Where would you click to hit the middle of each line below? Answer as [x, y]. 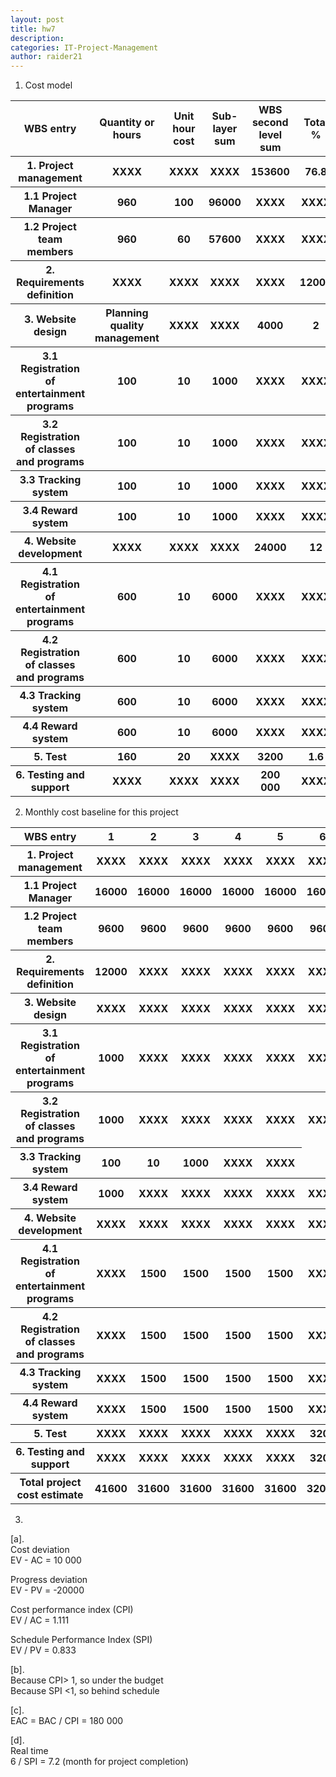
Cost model [48, 85]
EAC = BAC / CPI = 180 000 [67, 1721]
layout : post [37, 19]
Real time [29, 1751]
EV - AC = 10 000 [46, 1560]
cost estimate [50, 1495]
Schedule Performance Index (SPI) [81, 1640]
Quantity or [127, 123]
